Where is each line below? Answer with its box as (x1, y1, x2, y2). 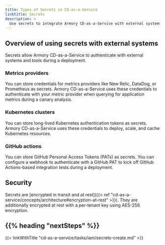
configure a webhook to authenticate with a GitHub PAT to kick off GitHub (5, 159, 154, 165)
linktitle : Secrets (5, 12, 45, 17)
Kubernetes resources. (5, 130, 52, 136)
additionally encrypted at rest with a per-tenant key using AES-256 (5, 202, 140, 208)
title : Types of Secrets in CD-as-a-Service (5, 7, 98, 12)
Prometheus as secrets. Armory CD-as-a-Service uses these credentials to (5, 86, 157, 92)
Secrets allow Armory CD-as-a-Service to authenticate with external (5, 52, 143, 58)
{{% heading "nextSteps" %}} (5, 222, 100, 230)
